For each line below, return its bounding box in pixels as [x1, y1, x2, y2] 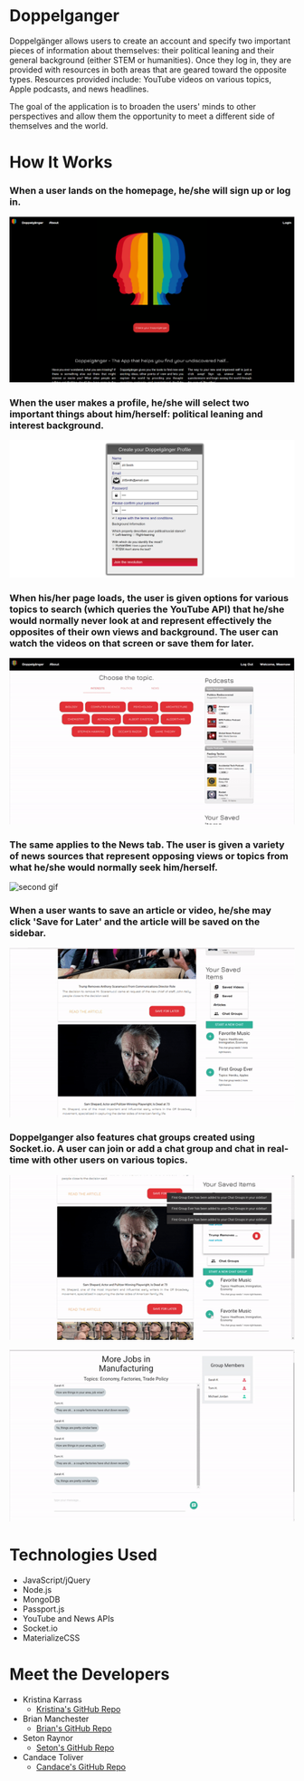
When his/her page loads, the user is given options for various [9, 591, 290, 604]
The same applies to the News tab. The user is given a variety [9, 838, 285, 851]
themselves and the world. [9, 120, 109, 131]
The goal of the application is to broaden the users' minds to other [9, 101, 256, 111]
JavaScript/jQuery [22, 1575, 90, 1585]
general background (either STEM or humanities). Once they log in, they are [9, 54, 292, 65]
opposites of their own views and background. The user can [9, 626, 279, 638]
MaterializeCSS [22, 1632, 81, 1643]
